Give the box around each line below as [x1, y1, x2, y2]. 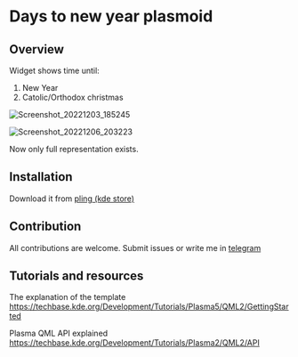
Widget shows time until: [9, 65, 100, 76]
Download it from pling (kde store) [9, 193, 135, 204]
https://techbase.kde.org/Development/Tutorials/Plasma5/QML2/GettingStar [9, 301, 289, 312]
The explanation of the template [9, 292, 126, 303]
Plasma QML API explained [9, 328, 109, 339]
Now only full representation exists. [9, 144, 140, 154]
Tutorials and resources [9, 269, 144, 284]
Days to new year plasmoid [9, 6, 213, 27]
